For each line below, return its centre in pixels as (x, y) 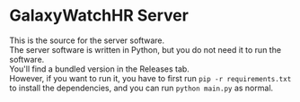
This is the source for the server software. (87, 40)
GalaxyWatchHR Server (99, 16)
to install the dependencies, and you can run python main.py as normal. (141, 88)
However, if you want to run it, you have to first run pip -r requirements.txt (150, 78)
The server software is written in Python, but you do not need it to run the (145, 49)
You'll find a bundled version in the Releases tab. (100, 69)
